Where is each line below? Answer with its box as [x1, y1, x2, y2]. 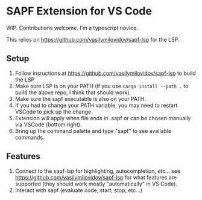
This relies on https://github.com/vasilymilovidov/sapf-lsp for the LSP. [6, 36, 180, 43]
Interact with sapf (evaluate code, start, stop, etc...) [14, 186, 143, 194]
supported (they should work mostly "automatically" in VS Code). [14, 180, 178, 187]
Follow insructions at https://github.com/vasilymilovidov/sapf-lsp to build [14, 69, 196, 77]
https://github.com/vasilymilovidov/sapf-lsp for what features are [14, 173, 177, 181]
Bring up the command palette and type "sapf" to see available [14, 127, 172, 134]
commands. [14, 134, 45, 141]
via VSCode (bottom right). [14, 121, 82, 128]
